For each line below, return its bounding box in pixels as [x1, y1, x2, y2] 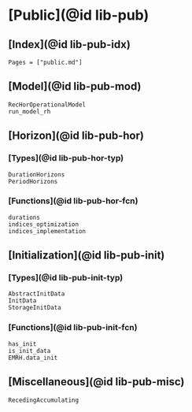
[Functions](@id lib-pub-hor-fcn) [8, 195, 138, 206]
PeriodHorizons [8, 177, 58, 185]
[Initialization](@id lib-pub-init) [8, 249, 165, 262]
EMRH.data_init [8, 354, 58, 362]
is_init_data [8, 347, 51, 354]
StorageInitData [8, 304, 61, 312]
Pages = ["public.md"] [8, 58, 83, 66]
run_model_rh [8, 107, 51, 116]
